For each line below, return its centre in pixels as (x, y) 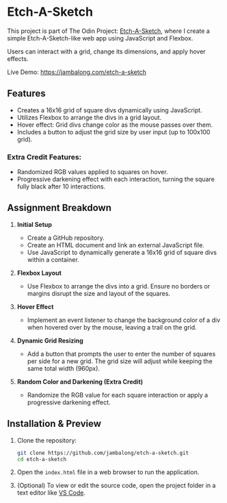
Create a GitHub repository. (66, 238)
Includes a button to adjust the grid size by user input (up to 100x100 (113, 132)
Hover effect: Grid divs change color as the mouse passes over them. (115, 125)
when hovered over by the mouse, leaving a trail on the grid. (112, 327)
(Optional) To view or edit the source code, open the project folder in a (116, 486)
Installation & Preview (54, 424)
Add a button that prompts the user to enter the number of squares (121, 354)
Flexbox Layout (39, 273)
